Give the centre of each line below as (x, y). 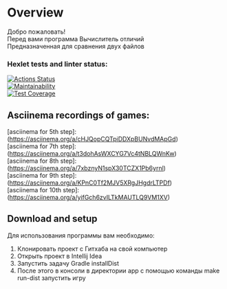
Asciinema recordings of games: (78, 115)
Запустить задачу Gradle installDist (68, 263)
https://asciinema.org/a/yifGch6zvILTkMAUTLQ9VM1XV (89, 198)
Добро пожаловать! (36, 32)
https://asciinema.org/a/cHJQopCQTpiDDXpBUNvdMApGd (93, 139)
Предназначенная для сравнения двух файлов (76, 46)
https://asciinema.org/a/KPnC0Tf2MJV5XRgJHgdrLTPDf (90, 183)
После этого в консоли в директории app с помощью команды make (118, 270)
